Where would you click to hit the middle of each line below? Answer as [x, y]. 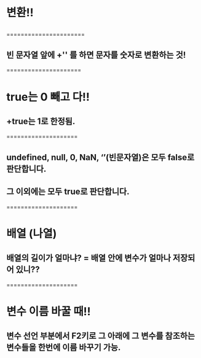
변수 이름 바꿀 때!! [49, 311]
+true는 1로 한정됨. [41, 121]
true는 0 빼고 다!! [48, 97]
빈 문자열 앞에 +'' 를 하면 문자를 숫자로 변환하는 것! [96, 55]
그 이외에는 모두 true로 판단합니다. [68, 192]
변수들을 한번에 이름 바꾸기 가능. [64, 348]
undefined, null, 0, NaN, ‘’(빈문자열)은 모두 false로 [100, 157]
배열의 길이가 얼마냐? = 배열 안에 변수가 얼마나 [89, 258]
